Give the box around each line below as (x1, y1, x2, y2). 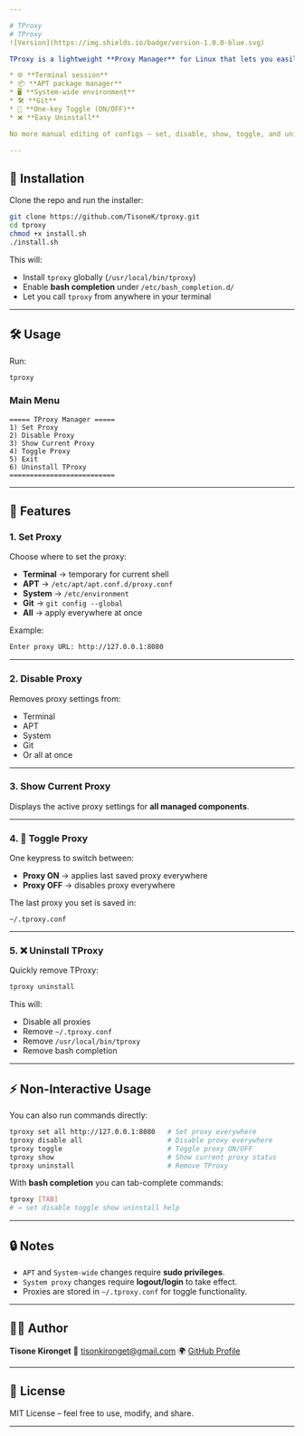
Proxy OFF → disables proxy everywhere (22, 880, 176, 891)
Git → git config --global (22, 597, 124, 608)
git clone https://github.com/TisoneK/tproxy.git (9, 212, 201, 222)
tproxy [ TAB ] (9, 1195, 59, 1204)
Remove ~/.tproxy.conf (22, 1026, 113, 1037)
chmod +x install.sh (9, 228, 88, 238)
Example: (9, 625, 44, 636)
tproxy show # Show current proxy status (9, 1152, 278, 1161)
